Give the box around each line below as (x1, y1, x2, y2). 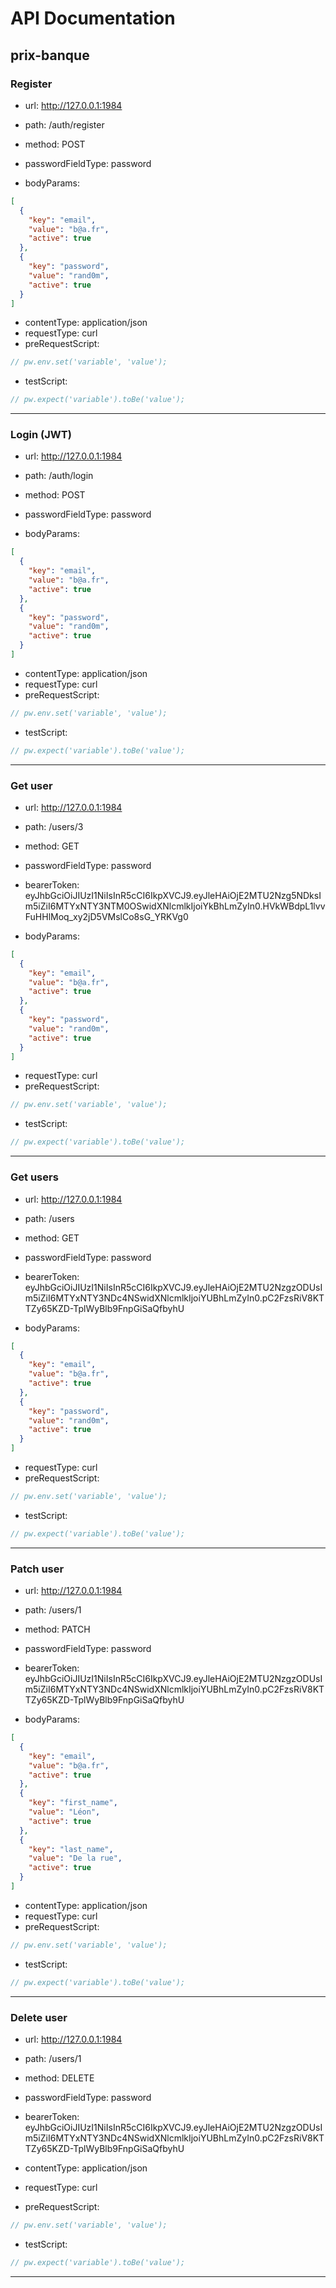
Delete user (10, 2010, 68, 2024)
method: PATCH (24, 1623, 91, 1636)
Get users (10, 1170, 59, 1184)
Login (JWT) (10, 428, 72, 442)
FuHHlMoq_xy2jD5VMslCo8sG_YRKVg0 (24, 910, 189, 922)
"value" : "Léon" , (28, 1807, 101, 1817)
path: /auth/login (24, 470, 94, 482)
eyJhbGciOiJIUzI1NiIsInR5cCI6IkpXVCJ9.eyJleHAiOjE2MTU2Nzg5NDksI (24, 889, 322, 901)
